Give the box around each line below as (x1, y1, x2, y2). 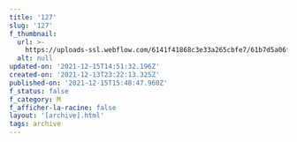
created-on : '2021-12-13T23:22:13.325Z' (9, 71, 161, 79)
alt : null (17, 54, 53, 63)
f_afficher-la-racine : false (9, 103, 117, 112)
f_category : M (9, 94, 62, 104)
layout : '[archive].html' (9, 111, 104, 120)
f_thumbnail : (9, 29, 57, 38)
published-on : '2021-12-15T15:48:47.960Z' (9, 78, 168, 87)
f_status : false (9, 86, 69, 95)
